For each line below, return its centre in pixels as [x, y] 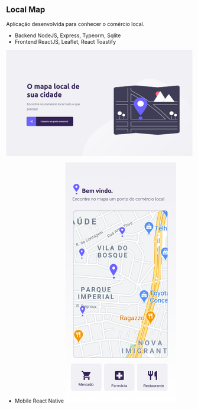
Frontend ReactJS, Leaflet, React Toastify [65, 41]
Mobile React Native [39, 401]
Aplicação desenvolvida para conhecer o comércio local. [75, 24]
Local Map [26, 10]
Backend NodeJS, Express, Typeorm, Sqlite [68, 35]
